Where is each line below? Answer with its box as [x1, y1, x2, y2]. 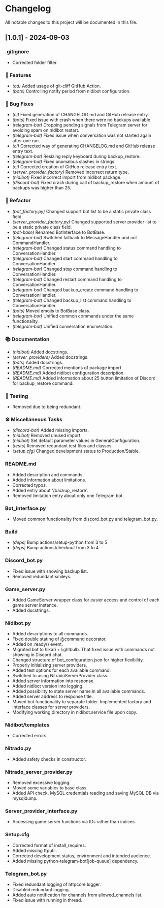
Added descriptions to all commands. [12, 631, 89, 637]
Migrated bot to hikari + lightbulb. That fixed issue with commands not [12, 647, 155, 653]
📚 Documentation [5, 336, 50, 343]
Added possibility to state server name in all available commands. [12, 689, 145, 694]
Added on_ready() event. [12, 641, 63, 647]
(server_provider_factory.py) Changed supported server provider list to [12, 219, 157, 224]
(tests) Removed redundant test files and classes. [12, 443, 113, 449]
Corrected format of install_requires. [12, 842, 86, 848]
